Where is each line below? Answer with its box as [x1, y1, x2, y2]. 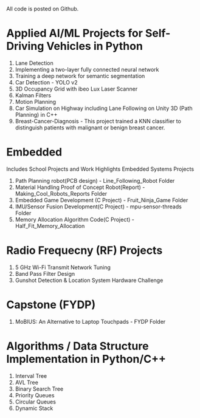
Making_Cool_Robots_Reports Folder [15, 190, 108, 197]
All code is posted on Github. [6, 5, 79, 12]
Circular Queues [15, 398, 57, 405]
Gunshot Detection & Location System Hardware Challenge [15, 276, 164, 284]
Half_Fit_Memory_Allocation [15, 222, 85, 230]
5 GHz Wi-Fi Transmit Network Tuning [15, 264, 111, 271]
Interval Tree [15, 372, 47, 379]
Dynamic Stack [15, 404, 53, 412]
